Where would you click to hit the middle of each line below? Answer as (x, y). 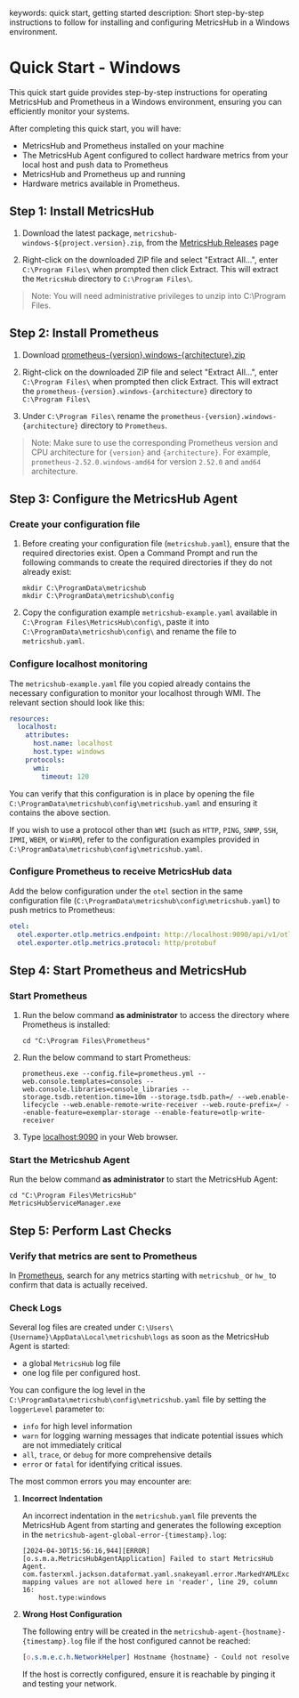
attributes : (47, 735)
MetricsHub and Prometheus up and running (104, 174)
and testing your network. (69, 1684)
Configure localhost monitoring (79, 664)
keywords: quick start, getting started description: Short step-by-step (137, 13)
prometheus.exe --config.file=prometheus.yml (108, 1074)
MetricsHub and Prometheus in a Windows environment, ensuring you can (145, 101)
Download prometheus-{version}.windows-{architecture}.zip (133, 354)
